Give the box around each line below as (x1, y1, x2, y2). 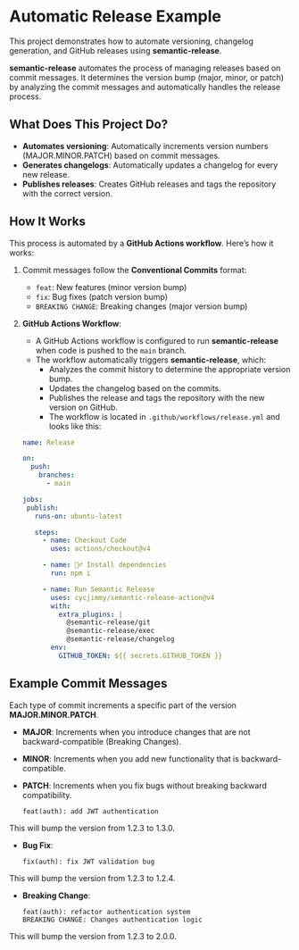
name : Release (21, 437, 75, 447)
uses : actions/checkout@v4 (50, 545, 151, 554)
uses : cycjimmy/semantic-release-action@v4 (50, 593, 215, 602)
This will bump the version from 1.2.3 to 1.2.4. (9, 872, 176, 883)
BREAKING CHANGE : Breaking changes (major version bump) (35, 301, 248, 312)
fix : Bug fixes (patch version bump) (35, 291, 168, 302)
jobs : (21, 495, 43, 504)
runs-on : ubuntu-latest (34, 512, 123, 521)
